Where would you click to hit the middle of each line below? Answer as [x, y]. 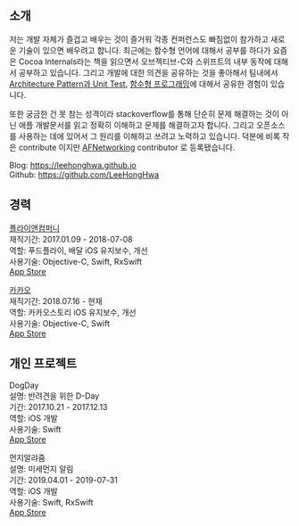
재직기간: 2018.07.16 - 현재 [56, 300]
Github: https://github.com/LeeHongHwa [84, 174]
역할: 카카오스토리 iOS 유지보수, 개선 [73, 312]
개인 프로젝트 [43, 364]
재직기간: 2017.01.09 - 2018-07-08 [71, 239]
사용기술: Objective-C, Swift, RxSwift [76, 261]
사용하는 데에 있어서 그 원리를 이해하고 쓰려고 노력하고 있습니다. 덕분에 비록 [149, 136]
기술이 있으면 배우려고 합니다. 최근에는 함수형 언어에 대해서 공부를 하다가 [145, 50]
